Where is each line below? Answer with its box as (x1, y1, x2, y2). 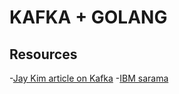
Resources (9, 46, 78, 63)
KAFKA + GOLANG (9, 6, 168, 29)
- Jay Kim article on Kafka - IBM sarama (9, 72, 169, 84)
